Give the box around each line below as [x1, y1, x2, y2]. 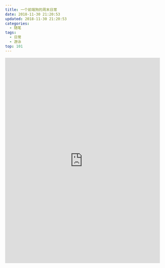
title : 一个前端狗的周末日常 [5, 7, 57, 12]
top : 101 [5, 44, 23, 49]
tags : [5, 30, 16, 35]
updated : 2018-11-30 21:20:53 [5, 16, 67, 21]
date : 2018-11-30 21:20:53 [5, 12, 60, 17]
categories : [5, 21, 29, 26]
